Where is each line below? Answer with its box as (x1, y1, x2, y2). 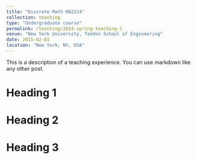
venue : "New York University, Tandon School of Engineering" (6, 31, 163, 37)
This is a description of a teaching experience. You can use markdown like (6, 58, 191, 66)
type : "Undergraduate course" (6, 20, 83, 26)
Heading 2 (6, 113, 59, 127)
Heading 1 (6, 86, 57, 99)
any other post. (6, 65, 44, 72)
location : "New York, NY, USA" (6, 43, 85, 49)
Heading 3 (6, 141, 59, 155)
